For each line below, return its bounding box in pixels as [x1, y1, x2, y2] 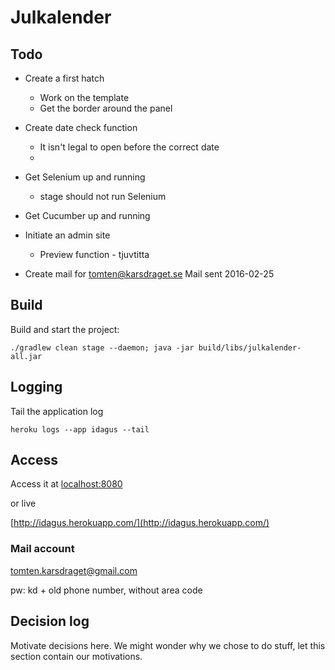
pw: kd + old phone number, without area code [10, 584, 203, 596]
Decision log [10, 613, 90, 630]
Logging [10, 379, 63, 396]
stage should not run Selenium [39, 191, 167, 202]
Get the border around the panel [39, 102, 173, 114]
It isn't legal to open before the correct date [39, 141, 220, 153]
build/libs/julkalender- [198, 342, 302, 353]
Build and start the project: [10, 323, 120, 335]
